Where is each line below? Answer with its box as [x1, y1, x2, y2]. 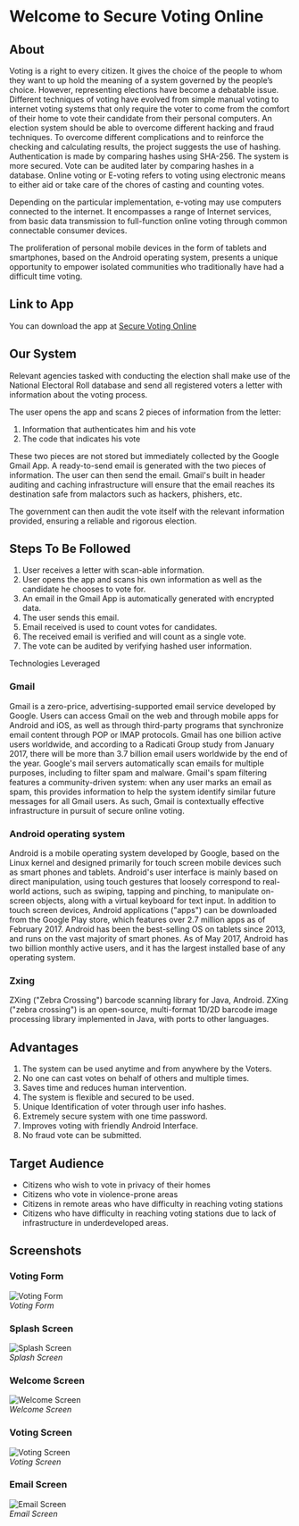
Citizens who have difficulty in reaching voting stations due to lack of [21, 1208, 277, 1219]
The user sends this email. [21, 612, 120, 623]
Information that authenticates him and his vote [21, 423, 196, 434]
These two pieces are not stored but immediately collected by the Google [9, 450, 279, 461]
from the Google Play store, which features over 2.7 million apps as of [9, 914, 266, 926]
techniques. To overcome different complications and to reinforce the [9, 132, 264, 142]
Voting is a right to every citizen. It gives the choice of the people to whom [9, 65, 283, 76]
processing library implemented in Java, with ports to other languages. [9, 1014, 270, 1025]
